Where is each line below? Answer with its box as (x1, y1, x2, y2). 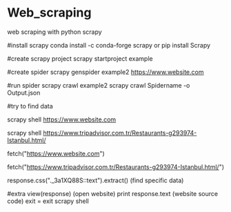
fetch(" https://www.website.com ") (7, 149, 105, 157)
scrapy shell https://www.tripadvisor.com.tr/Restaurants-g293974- (7, 128, 197, 137)
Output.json (7, 88, 41, 97)
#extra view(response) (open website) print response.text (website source (7, 189, 219, 197)
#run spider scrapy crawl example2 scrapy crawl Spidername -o (7, 81, 190, 89)
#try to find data (7, 102, 53, 110)
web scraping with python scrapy (7, 28, 102, 36)
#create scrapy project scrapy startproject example (7, 54, 153, 63)
